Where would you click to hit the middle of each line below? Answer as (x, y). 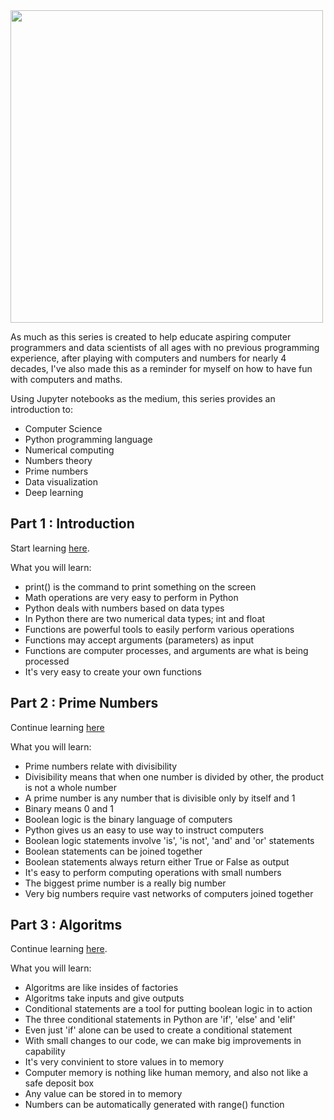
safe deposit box (59, 1083)
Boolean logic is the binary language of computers (128, 819)
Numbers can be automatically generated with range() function (154, 1105)
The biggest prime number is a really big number (125, 883)
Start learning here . (50, 548)
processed (47, 661)
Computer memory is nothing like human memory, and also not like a (166, 1073)
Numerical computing (69, 450)
